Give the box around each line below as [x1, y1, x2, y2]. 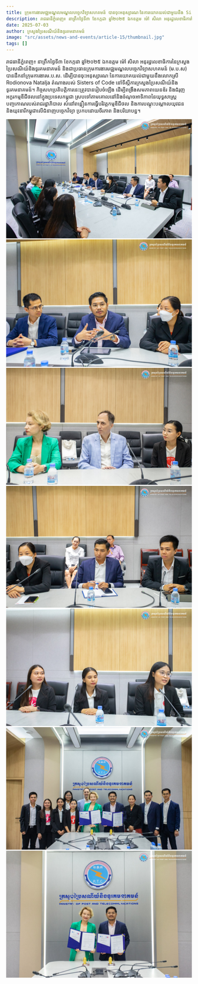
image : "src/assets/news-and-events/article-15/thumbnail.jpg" [6, 34, 165, 41]
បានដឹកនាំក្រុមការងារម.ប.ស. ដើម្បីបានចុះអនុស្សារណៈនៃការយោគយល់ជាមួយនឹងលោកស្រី [6, 72, 179, 79]
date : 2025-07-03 [6, 22, 49, 28]
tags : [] [6, 41, 28, 47]
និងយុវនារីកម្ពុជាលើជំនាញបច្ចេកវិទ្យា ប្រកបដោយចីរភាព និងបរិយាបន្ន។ [6, 107, 141, 114]
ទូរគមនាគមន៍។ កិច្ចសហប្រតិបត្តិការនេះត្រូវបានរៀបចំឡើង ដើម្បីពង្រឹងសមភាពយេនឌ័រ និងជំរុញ [6, 86, 186, 93]
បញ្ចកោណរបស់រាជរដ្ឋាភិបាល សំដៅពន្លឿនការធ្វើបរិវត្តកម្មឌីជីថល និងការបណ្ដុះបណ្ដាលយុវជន [6, 100, 184, 107]
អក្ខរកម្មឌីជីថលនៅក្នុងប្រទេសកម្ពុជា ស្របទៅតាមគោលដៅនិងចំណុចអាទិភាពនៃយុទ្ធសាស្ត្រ [6, 93, 177, 100]
